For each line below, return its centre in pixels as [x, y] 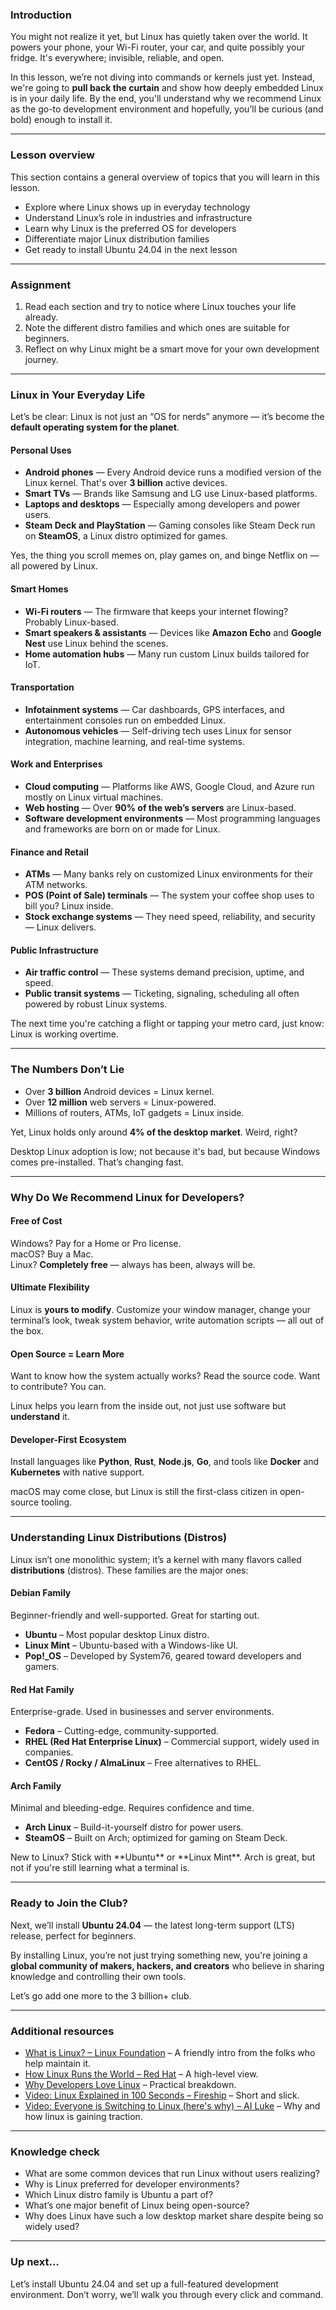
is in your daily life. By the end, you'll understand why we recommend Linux [166, 99]
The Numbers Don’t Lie [67, 1070]
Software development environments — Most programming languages [172, 818]
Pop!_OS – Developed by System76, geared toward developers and [163, 1655]
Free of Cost [36, 1221]
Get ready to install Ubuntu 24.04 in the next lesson [131, 249]
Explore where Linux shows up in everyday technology [137, 207]
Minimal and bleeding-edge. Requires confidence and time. [132, 1808]
